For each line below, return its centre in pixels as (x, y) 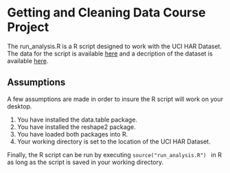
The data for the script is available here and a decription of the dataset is (110, 54)
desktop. (20, 106)
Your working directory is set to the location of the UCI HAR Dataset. (114, 141)
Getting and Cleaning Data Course (106, 13)
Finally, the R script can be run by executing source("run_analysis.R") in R (114, 154)
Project (28, 27)
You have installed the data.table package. (77, 119)
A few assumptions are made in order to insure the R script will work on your (115, 99)
